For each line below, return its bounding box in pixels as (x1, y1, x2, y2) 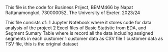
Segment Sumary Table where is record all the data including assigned (5, 30, 154, 36)
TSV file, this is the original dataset (5, 41, 78, 47)
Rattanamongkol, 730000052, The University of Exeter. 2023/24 (5, 10, 141, 16)
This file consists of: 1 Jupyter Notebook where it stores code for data (5, 20, 152, 25)
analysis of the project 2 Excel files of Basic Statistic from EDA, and (5, 25, 147, 31)
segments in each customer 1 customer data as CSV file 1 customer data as (5, 35, 163, 41)
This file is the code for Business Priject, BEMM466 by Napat (5, 5, 133, 10)
